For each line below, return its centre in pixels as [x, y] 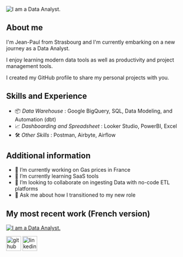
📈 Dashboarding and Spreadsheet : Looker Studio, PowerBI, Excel [96, 126]
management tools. [30, 66]
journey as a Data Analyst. [38, 48]
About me [24, 28]
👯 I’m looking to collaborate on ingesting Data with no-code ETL [92, 182]
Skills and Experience [47, 96]
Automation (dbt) [35, 119]
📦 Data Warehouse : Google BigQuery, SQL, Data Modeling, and [94, 111]
